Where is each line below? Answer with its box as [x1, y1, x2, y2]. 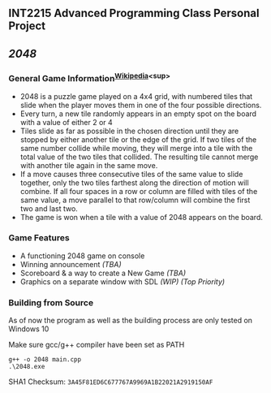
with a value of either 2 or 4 [19, 117, 114, 127]
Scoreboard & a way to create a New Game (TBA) [19, 268, 187, 278]
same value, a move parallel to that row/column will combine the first [19, 195, 251, 205]
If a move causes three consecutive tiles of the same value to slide [19, 169, 243, 179]
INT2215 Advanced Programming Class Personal [8, 6, 260, 20]
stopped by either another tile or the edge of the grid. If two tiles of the [19, 134, 257, 145]
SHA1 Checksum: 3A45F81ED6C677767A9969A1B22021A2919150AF [8, 377, 213, 387]
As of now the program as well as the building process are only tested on [8, 316, 253, 326]
